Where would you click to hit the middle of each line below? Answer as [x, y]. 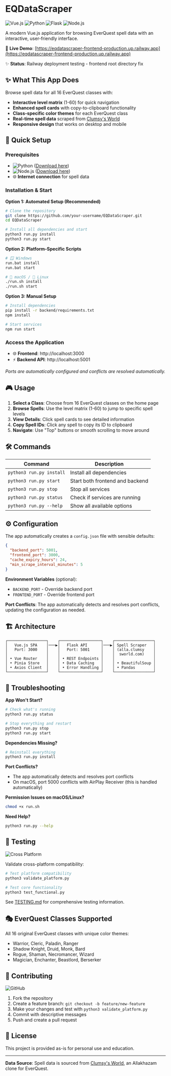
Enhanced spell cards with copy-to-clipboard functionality [74, 107]
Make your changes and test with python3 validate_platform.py [80, 1009]
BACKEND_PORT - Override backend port [52, 589]
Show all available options [101, 506]
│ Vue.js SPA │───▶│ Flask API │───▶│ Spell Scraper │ [81, 645]
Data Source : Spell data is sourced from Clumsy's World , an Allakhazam [81, 1063]
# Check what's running [31, 710]
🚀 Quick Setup [28, 140]
